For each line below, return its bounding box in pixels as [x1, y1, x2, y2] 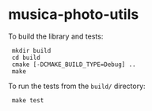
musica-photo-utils [8, 6, 139, 24]
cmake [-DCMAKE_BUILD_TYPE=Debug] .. [11, 61, 136, 68]
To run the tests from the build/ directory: [8, 81, 146, 91]
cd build [11, 54, 41, 61]
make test [11, 96, 44, 104]
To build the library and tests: [8, 31, 104, 41]
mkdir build [11, 46, 51, 54]
